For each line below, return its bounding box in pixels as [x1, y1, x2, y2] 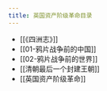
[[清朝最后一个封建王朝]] [19, 64, 101, 74]
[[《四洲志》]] [19, 34, 59, 44]
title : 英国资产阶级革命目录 [8, 11, 93, 20]
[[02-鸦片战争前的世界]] [19, 54, 98, 63]
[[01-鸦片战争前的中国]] [19, 44, 97, 54]
